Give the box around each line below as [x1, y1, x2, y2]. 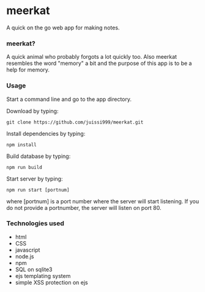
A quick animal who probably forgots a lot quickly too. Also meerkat [6, 53, 177, 61]
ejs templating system [15, 272, 71, 279]
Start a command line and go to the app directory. [6, 95, 132, 103]
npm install [6, 141, 37, 148]
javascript [15, 246, 40, 253]
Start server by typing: [6, 175, 63, 182]
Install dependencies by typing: [6, 130, 86, 137]
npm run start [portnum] [6, 187, 70, 193]
